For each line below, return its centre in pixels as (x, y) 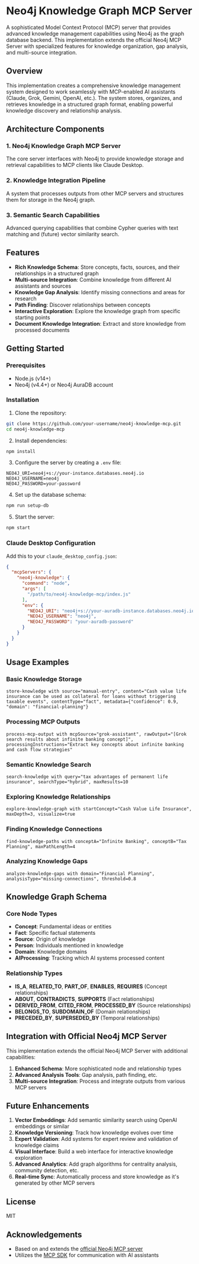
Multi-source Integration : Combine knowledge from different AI (93, 279)
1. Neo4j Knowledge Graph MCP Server (64, 146)
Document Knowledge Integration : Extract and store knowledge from (100, 323)
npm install (21, 451)
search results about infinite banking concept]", (70, 739)
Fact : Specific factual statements (55, 933)
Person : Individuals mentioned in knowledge (69, 945)
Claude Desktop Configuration (51, 543)
